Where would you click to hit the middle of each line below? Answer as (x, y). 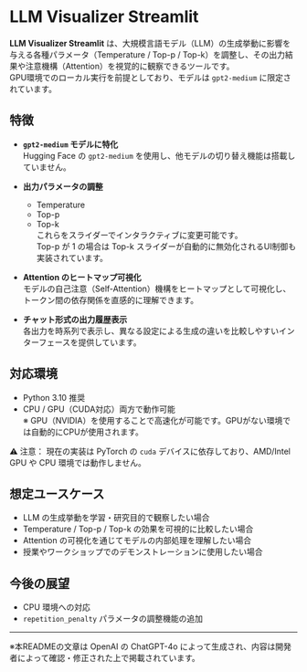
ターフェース (47, 342)
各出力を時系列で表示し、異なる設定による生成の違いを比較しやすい (151, 331)
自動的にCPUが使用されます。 (87, 432)
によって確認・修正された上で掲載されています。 (109, 658)
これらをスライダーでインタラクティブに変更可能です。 (139, 235)
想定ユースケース (57, 493)
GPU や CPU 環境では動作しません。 (78, 462)
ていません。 (47, 167)
